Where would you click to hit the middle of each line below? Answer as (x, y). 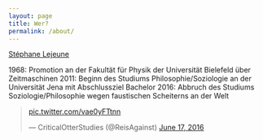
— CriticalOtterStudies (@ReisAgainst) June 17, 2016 (116, 128)
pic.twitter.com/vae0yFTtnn (75, 112)
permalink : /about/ (42, 31)
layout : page (31, 16)
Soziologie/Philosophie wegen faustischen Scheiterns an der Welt (119, 96)
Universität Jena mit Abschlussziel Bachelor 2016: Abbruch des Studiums (131, 87)
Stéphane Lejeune (39, 55)
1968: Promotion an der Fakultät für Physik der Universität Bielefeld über (129, 70)
